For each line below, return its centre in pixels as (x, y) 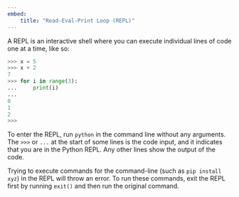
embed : (17, 14)
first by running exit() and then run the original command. (93, 186)
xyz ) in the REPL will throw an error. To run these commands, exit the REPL (116, 179)
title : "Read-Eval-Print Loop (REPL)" (78, 21)
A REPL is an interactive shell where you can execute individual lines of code (119, 41)
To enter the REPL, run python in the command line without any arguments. (117, 134)
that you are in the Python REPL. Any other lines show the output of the (111, 149)
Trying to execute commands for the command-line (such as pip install (115, 171)
